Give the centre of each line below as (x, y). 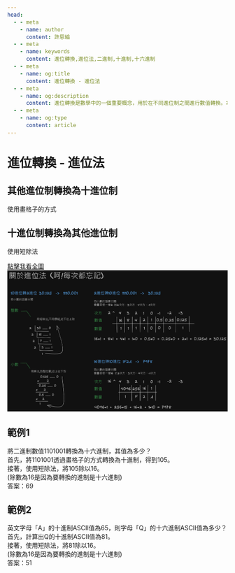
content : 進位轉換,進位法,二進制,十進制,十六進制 (91, 59)
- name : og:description (55, 96)
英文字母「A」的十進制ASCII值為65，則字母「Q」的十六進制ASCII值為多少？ (117, 528)
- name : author (42, 29)
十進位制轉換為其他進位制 (62, 233)
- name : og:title (45, 73)
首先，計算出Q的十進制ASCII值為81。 (60, 537)
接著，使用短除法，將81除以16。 (54, 546)
